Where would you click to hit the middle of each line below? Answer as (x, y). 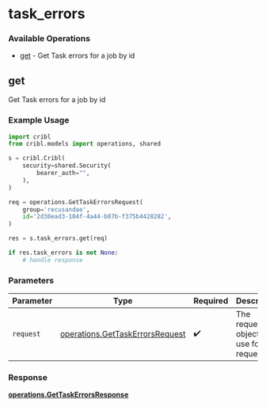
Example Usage (39, 120)
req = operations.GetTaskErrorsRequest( (76, 202)
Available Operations (49, 39)
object (248, 334)
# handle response (53, 260)
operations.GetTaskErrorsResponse (68, 395)
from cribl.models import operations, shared (84, 144)
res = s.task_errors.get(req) (58, 238)
